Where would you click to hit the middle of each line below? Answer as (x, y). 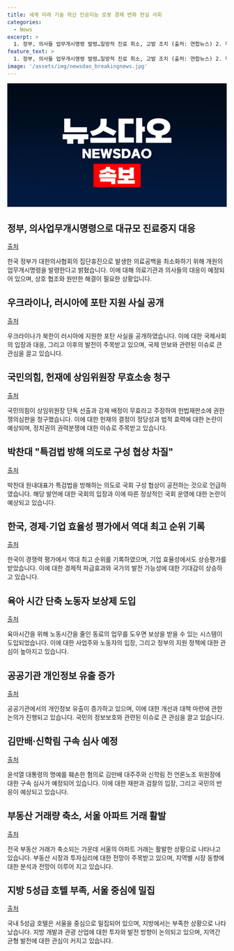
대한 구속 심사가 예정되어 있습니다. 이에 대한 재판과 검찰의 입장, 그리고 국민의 (111, 783)
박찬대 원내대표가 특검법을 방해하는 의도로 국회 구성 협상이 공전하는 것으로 (108, 485)
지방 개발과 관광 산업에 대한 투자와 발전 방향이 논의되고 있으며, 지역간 (127, 932)
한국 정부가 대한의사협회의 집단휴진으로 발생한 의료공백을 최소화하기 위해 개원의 (115, 261)
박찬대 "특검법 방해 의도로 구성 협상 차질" (91, 452)
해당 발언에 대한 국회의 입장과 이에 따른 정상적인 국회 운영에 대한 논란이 (130, 494)
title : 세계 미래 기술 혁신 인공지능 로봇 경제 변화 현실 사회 (85, 15)
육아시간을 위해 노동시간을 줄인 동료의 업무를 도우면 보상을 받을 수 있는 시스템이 (115, 634)
